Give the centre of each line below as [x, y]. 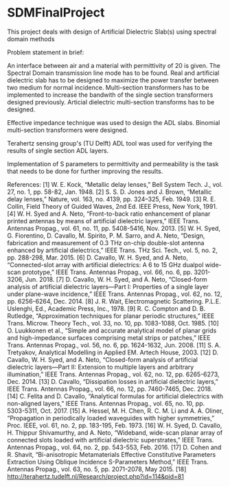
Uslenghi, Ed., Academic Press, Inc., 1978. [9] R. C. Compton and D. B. [106, 308]
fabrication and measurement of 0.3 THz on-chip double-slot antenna [106, 242]
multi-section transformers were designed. [68, 130]
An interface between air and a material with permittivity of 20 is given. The [114, 65]
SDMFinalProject [56, 13]
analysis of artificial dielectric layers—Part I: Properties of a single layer [108, 286]
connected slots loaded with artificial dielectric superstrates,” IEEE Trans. [111, 440]
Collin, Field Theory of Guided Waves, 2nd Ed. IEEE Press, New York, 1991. [112, 206]
